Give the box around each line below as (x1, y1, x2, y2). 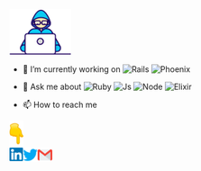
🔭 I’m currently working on (22, 63, 121, 75)
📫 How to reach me (22, 99, 97, 110)
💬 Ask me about (22, 81, 82, 92)
